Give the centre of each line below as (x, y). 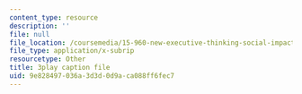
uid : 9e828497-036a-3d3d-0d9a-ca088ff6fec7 (92, 76)
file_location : (38, 43)
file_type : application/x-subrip (72, 51)
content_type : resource (54, 17)
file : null (30, 34)
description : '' (40, 26)
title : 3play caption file (60, 68)
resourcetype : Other (48, 59)
